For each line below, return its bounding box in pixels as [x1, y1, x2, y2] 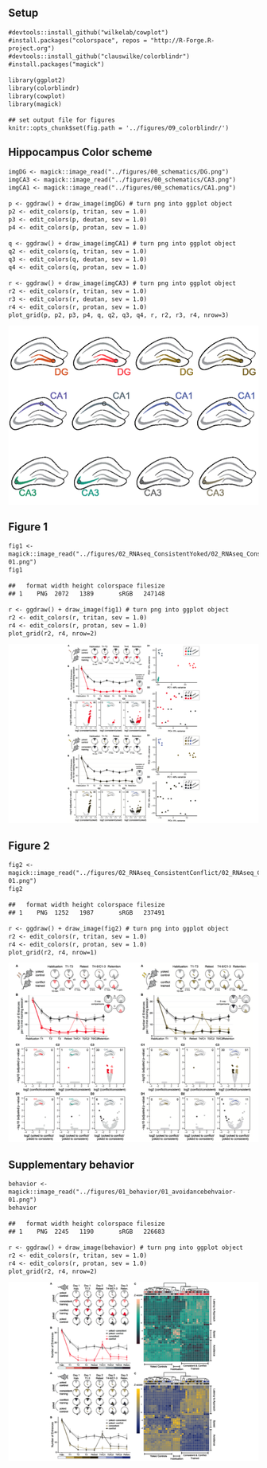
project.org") [8, 44, 56, 53]
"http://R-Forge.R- [150, 36, 215, 45]
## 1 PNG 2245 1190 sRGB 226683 [8, 1228, 165, 1236]
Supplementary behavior [8, 1158, 135, 1171]
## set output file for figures [8, 115, 115, 124]
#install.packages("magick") [8, 60, 105, 68]
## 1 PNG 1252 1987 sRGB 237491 [8, 909, 165, 917]
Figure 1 [8, 521, 48, 534]
